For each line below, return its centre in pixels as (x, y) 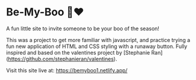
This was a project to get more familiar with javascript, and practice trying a (98, 40)
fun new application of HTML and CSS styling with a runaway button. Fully (97, 46)
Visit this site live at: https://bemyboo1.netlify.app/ (67, 70)
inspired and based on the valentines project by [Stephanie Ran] (84, 52)
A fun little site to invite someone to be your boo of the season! (83, 28)
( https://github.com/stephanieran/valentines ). (62, 59)
